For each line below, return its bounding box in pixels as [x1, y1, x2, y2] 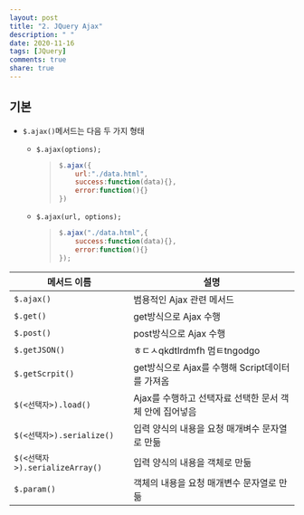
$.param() [14, 483, 56, 494]
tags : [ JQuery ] [9, 47, 67, 56]
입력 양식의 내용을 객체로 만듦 [133, 456, 252, 469]
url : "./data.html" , [75, 169, 148, 178]
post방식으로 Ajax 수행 [133, 327, 226, 339]
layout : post [9, 13, 59, 23]
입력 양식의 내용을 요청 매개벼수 [133, 422, 261, 434]
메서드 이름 [46, 275, 92, 288]
